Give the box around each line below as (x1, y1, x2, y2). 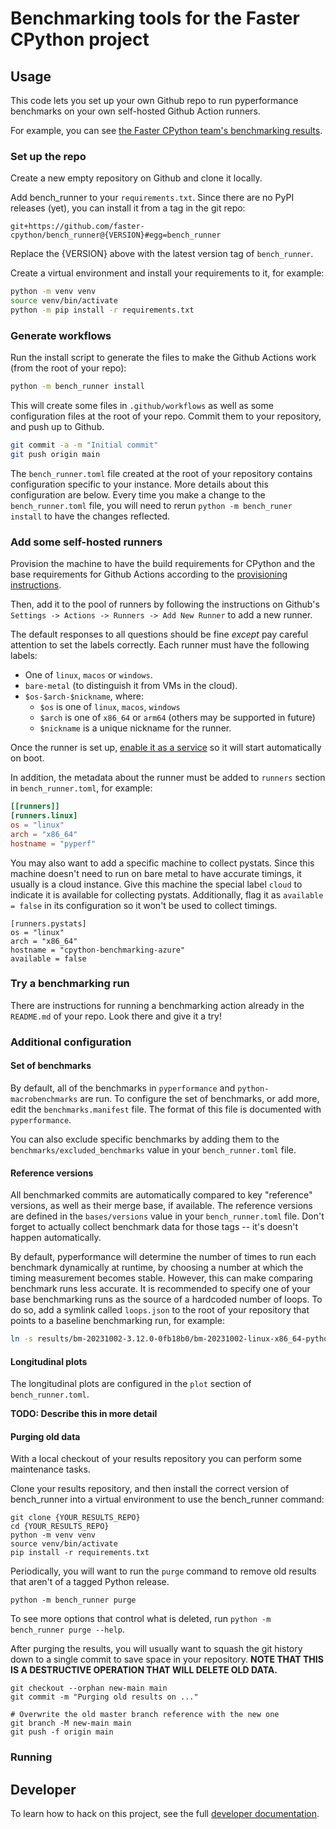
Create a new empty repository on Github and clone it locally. (10, 172, 263, 184)
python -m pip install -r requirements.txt (10, 305, 195, 316)
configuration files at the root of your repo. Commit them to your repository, (10, 410, 322, 422)
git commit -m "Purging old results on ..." (10, 1692, 199, 1702)
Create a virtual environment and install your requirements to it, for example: (10, 267, 325, 279)
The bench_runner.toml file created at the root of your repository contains (10, 467, 313, 479)
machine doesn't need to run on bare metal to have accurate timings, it (10, 867, 302, 879)
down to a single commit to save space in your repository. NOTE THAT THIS (10, 1653, 324, 1666)
